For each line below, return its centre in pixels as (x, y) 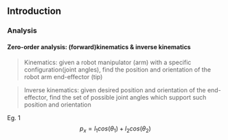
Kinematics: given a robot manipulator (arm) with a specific (107, 62)
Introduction (34, 11)
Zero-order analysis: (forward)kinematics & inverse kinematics (99, 46)
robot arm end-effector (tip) (63, 76)
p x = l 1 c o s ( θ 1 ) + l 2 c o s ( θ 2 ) (115, 129)
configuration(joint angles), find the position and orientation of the (117, 69)
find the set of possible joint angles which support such (128, 97)
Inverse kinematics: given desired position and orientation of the (115, 90)
